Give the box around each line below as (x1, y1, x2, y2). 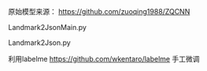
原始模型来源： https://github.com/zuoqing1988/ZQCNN (8, 7, 190, 16)
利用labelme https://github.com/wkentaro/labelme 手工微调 (8, 54, 200, 63)
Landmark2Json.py (8, 38, 71, 47)
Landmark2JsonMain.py (8, 23, 87, 32)
